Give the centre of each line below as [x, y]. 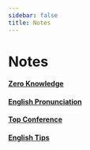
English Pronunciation [45, 101]
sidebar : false [33, 15]
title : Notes [30, 23]
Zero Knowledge [36, 84]
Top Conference [36, 119]
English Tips [29, 137]
